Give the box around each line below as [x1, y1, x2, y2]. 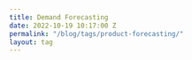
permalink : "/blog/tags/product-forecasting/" [9, 29, 184, 38]
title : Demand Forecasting [9, 12, 109, 22]
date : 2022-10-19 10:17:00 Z [9, 21, 117, 30]
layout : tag [9, 37, 53, 47]
